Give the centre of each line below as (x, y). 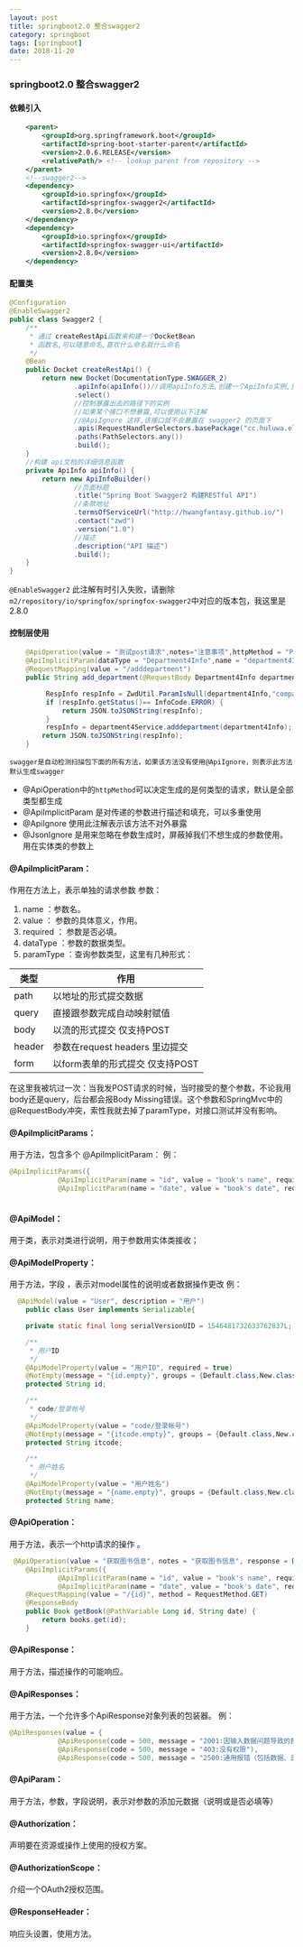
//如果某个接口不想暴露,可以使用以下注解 (140, 411)
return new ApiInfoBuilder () (96, 479)
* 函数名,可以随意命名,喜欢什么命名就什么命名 (105, 345)
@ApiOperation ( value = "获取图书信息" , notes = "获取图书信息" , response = (151, 1561)
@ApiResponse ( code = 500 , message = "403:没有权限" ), (158, 1749)
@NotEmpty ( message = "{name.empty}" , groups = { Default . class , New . (155, 1492)
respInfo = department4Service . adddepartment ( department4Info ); (169, 727)
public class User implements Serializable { (110, 1310)
